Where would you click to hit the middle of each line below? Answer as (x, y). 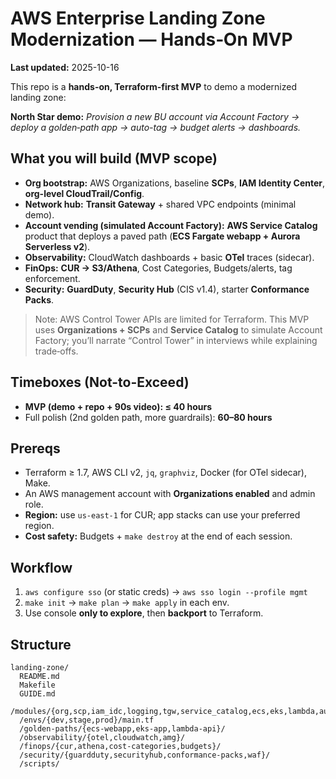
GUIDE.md (37, 694)
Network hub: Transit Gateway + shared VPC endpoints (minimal (160, 204)
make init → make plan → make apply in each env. (127, 603)
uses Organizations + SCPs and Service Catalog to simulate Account (178, 329)
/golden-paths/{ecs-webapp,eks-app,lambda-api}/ (122, 729)
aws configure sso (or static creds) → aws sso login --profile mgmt (166, 592)
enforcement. (52, 278)
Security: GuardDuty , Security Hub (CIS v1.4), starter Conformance (167, 289)
